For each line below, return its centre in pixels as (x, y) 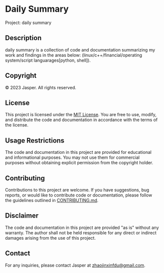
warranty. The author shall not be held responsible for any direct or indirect (81, 233)
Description (23, 38)
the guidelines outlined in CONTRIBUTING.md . (52, 200)
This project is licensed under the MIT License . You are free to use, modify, (81, 115)
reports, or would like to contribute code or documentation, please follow (79, 195)
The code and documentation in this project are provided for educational (78, 152)
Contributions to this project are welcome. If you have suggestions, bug (77, 190)
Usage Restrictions (35, 140)
